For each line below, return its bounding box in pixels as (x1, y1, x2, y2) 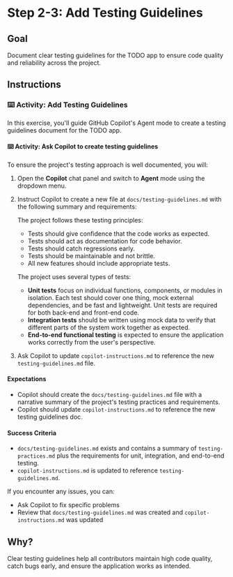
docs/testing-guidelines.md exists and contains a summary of (17, 444, 197, 453)
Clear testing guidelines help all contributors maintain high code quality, (7, 555, 213, 563)
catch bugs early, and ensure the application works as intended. (7, 562, 191, 570)
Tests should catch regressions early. (27, 244, 136, 253)
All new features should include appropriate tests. (27, 259, 170, 267)
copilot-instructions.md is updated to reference (17, 466, 159, 475)
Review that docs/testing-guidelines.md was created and (17, 508, 184, 517)
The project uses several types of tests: (17, 272, 131, 280)
